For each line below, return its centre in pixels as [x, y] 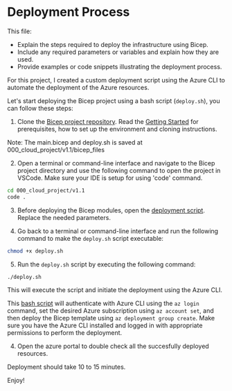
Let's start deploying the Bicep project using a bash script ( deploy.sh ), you [114, 100]
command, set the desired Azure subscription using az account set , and [111, 311]
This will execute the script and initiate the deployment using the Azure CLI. [115, 290]
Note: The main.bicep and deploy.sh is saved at [75, 142]
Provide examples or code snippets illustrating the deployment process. [119, 66]
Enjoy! [16, 381]
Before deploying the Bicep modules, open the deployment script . [111, 210]
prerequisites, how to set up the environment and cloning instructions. [117, 129]
